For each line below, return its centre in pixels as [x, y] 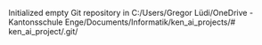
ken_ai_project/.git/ [43, 31]
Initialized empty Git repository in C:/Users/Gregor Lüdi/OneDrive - [131, 13]
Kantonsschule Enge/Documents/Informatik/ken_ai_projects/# [122, 22]
